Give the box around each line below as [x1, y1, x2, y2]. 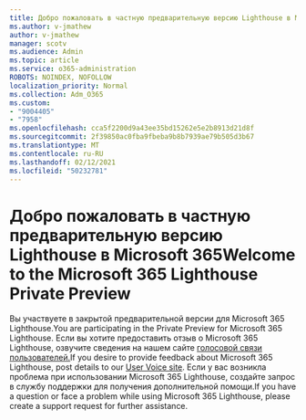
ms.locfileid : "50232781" [9, 166, 107, 175]
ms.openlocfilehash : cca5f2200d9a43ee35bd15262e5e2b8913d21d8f [9, 124, 255, 133]
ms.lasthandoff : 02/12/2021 [9, 157, 117, 167]
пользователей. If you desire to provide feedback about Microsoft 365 [9, 352, 273, 363]
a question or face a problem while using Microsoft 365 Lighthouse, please [9, 391, 291, 402]
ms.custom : [9, 98, 51, 108]
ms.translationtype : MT [9, 141, 100, 150]
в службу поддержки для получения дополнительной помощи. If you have [9, 381, 297, 393]
